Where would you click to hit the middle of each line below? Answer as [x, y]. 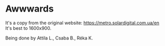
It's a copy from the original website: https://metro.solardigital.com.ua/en [82, 23]
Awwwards [29, 9]
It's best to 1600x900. [28, 28]
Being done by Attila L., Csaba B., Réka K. [49, 38]
